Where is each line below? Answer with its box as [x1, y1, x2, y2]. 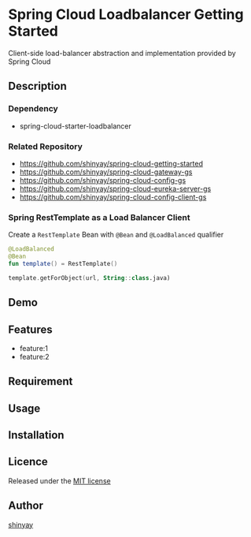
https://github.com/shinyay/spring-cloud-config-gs [19, 175, 186, 185]
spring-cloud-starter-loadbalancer [19, 121, 131, 131]
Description [8, 80, 67, 93]
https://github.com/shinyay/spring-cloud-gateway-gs [19, 167, 193, 177]
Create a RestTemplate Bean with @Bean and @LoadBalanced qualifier [8, 230, 224, 240]
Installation [8, 428, 65, 442]
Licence [8, 455, 49, 468]
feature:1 [19, 343, 49, 352]
